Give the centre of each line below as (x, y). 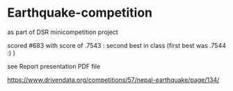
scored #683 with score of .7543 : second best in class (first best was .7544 (116, 45)
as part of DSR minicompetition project (63, 32)
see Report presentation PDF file (54, 66)
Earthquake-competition (80, 13)
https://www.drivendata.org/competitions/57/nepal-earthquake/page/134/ (113, 80)
